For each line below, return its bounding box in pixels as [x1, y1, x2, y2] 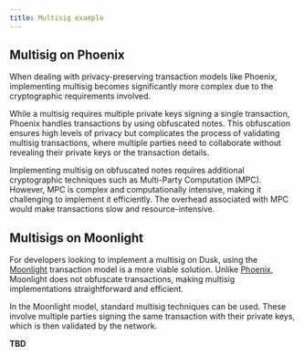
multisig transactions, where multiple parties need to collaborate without [9, 138, 281, 149]
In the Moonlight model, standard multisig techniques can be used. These [9, 301, 287, 312]
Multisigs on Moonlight [9, 230, 144, 246]
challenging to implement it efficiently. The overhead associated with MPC [9, 194, 289, 205]
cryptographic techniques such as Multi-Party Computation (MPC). [9, 174, 262, 185]
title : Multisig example [9, 13, 104, 23]
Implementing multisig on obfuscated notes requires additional [9, 165, 245, 176]
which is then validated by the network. [9, 320, 158, 331]
